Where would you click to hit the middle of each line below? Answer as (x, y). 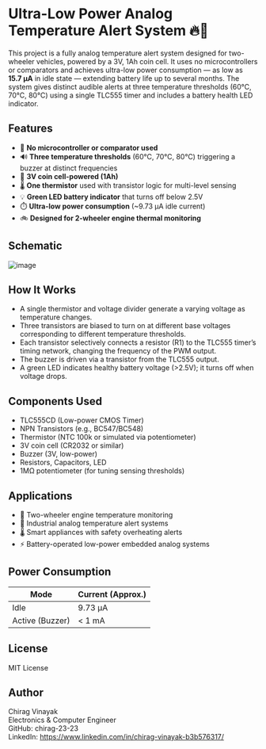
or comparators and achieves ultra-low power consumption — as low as (125, 70)
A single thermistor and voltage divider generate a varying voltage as (132, 309)
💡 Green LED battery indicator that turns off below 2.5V (111, 197)
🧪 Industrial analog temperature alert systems (94, 523)
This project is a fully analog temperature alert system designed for (118, 53)
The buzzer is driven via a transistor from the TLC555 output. (119, 359)
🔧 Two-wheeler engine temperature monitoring (96, 515)
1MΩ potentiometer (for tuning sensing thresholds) (102, 471)
